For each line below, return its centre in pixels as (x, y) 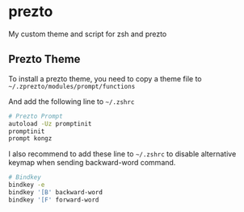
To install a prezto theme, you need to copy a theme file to (105, 78)
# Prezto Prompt (36, 116)
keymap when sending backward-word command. (92, 163)
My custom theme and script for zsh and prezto (88, 34)
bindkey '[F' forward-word (54, 200)
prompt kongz (30, 139)
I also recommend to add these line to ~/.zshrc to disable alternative (122, 154)
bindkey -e (27, 185)
